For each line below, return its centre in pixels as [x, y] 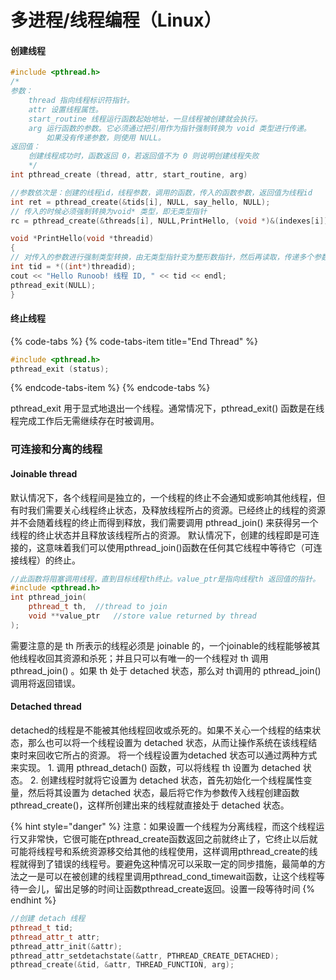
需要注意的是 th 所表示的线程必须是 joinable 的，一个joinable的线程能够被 [161, 645]
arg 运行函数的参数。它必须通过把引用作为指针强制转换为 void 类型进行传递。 [170, 128]
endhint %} [33, 900]
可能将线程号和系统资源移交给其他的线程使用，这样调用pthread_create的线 [164, 852]
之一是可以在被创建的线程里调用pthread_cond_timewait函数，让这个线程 [167, 877]
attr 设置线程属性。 [65, 109]
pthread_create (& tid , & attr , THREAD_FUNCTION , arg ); [122, 965]
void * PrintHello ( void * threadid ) [82, 239]
